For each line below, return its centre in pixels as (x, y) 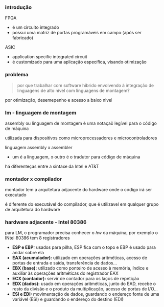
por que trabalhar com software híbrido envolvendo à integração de (85, 85)
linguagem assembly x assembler (39, 147)
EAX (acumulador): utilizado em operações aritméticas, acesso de (80, 258)
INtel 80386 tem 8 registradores (37, 238)
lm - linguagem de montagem (41, 112)
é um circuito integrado (36, 27)
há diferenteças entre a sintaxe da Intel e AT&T (52, 166)
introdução (18, 7)
